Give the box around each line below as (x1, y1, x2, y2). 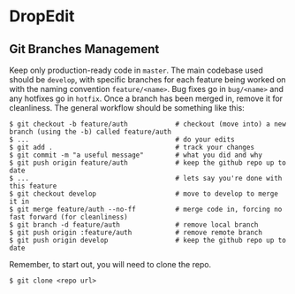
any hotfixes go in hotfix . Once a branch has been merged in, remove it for (9, 93, 284, 104)
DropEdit (9, 6, 75, 27)
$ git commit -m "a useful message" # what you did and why (9, 151, 263, 159)
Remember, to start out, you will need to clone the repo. (9, 259, 212, 269)
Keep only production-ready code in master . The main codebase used (9, 65, 263, 75)
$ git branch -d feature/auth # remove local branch (9, 220, 259, 229)
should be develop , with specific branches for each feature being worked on (9, 74, 286, 85)
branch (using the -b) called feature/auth (9, 128, 172, 136)
